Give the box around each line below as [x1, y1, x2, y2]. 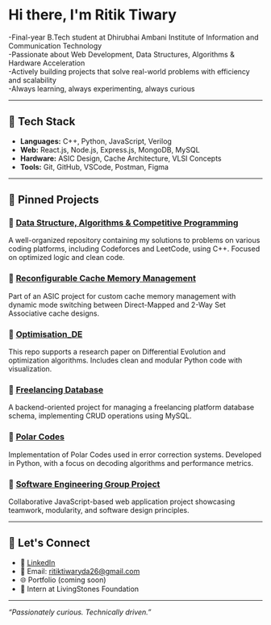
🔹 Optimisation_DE [8, 329, 83, 340]
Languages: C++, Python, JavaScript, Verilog [19, 136, 172, 146]
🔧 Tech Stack [8, 115, 76, 128]
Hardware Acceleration [8, 58, 85, 68]
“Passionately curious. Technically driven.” [8, 607, 152, 617]
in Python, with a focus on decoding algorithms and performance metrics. [8, 458, 254, 468]
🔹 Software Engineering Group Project [8, 478, 161, 489]
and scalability [8, 75, 56, 85]
